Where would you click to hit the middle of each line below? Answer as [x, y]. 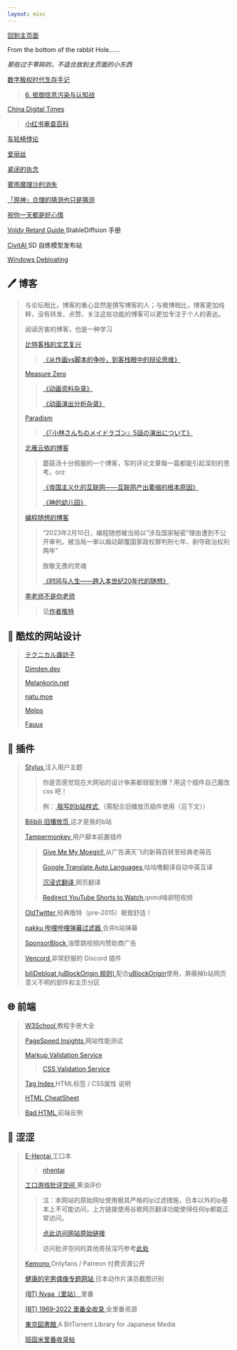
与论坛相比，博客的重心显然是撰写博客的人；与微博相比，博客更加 [121, 305]
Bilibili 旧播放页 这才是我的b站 [68, 821]
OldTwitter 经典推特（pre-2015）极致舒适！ [88, 913]
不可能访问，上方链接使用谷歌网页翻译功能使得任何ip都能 [139, 1209]
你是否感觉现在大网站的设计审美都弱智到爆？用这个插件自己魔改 [136, 782]
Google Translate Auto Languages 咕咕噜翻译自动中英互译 [128, 867]
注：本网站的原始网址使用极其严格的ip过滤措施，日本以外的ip [132, 1200]
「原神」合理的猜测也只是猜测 [51, 199]
